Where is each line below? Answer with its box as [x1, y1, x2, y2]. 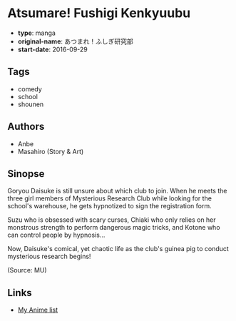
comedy [17, 84, 43, 93]
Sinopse [7, 168, 45, 180]
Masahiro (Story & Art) [17, 147, 84, 156]
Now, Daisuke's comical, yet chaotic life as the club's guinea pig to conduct [7, 245, 230, 253]
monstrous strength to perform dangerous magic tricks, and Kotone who [7, 223, 220, 232]
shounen [17, 100, 44, 108]
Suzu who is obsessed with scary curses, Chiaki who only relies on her [7, 215, 216, 224]
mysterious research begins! [7, 252, 91, 261]
